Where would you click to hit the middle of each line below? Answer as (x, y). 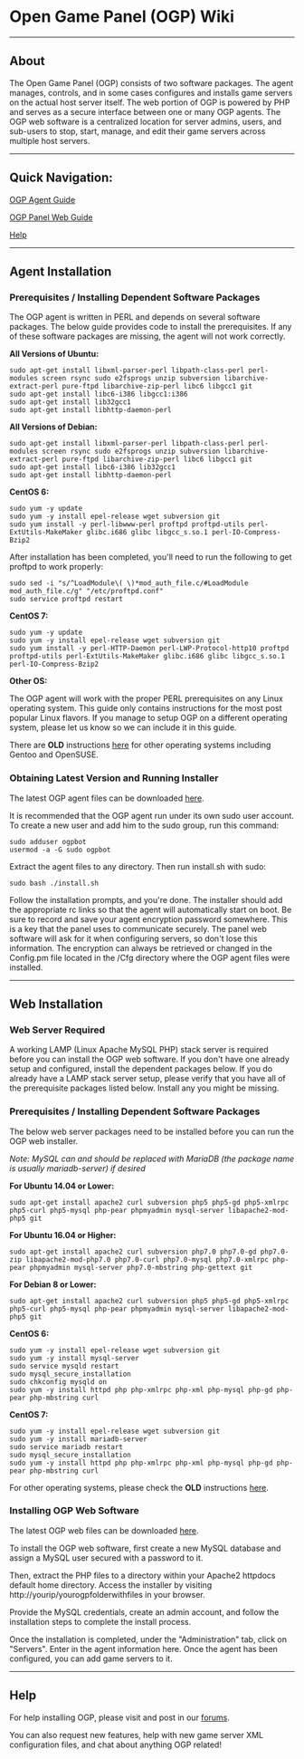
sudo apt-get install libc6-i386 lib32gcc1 (93, 467)
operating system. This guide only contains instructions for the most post (146, 708)
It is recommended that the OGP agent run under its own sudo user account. (152, 815)
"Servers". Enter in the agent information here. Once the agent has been (144, 1648)
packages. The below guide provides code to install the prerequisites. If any (151, 327)
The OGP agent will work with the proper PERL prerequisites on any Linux (146, 698)
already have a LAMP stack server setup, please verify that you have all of (148, 1079)
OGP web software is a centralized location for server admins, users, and (146, 121)
